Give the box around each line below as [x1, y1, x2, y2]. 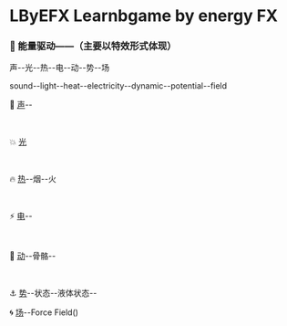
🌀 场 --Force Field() [9, 307, 79, 318]
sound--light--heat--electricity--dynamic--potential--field [9, 80, 228, 91]
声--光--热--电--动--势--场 [9, 62, 110, 73]
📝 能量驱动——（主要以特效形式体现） [9, 40, 177, 53]
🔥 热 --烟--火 [9, 174, 56, 184]
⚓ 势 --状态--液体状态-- [9, 288, 97, 299]
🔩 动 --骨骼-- [9, 250, 56, 261]
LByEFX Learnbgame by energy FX [9, 5, 278, 26]
